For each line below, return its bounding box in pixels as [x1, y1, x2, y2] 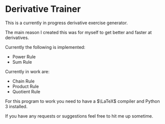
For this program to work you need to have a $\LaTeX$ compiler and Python [5, 98, 160, 104]
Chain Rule [12, 78, 35, 84]
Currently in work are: [5, 68, 50, 75]
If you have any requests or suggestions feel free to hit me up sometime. [5, 113, 154, 119]
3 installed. [5, 103, 28, 109]
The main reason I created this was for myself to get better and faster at [5, 29, 152, 35]
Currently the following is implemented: [5, 44, 86, 50]
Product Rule [12, 83, 39, 89]
